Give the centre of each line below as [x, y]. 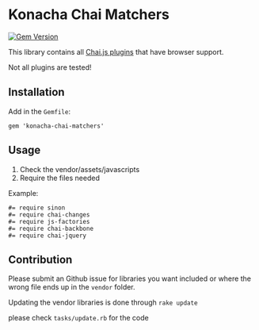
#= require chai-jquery [48, 236]
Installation [36, 92]
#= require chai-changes [49, 215]
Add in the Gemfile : [40, 111]
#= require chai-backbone [51, 228]
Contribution [40, 259]
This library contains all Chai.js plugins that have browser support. [116, 52]
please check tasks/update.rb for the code [78, 318]
